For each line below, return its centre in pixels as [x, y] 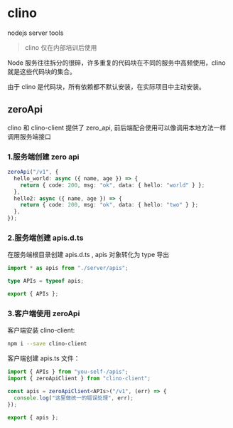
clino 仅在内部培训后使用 [61, 47]
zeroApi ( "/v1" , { [33, 172]
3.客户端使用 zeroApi [44, 313]
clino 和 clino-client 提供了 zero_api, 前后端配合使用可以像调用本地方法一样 [117, 127]
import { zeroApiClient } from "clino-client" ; [79, 379]
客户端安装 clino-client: [41, 330]
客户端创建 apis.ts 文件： [44, 358]
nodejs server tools [36, 33]
